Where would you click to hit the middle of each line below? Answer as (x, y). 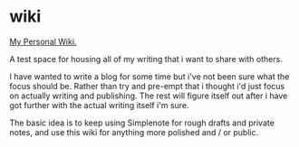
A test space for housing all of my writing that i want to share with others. (146, 59)
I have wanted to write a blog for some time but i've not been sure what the (149, 76)
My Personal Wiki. (43, 41)
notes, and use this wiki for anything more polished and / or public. (134, 132)
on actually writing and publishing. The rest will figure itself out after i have (149, 96)
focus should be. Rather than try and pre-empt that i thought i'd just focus (147, 86)
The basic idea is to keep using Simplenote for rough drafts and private (142, 123)
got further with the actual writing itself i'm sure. (99, 105)
